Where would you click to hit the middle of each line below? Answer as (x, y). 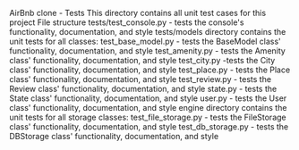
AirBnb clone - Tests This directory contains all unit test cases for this (138, 13)
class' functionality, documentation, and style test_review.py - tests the (140, 79)
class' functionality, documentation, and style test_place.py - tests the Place (150, 70)
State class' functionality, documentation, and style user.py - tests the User (148, 98)
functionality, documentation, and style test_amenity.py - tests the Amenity (148, 51)
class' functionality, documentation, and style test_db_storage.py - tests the (149, 127)
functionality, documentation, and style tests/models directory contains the (148, 32)
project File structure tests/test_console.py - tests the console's (127, 22)
